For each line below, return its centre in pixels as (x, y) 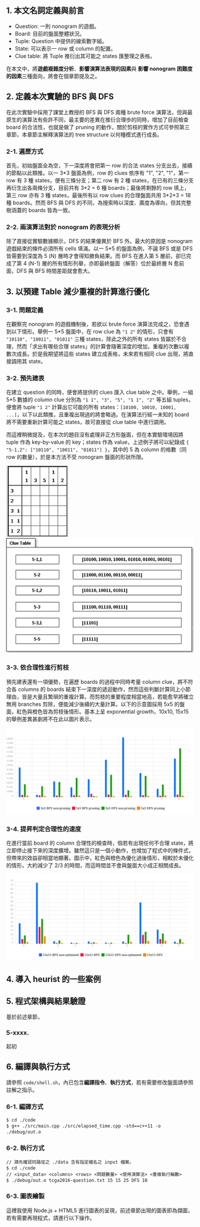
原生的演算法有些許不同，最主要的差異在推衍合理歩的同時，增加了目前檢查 (97, 119)
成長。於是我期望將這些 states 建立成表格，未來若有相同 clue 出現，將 (102, 354)
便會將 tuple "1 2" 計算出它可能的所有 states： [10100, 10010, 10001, (91, 407)
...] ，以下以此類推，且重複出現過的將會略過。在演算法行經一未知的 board (98, 415)
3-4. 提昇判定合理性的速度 (44, 829)
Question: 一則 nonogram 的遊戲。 (57, 26)
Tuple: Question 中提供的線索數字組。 (61, 41)
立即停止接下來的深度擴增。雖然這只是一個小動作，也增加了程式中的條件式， (100, 851)
